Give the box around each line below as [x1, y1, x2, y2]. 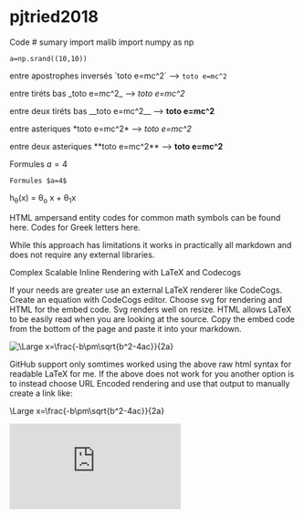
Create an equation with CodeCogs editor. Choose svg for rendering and [9, 294, 283, 305]
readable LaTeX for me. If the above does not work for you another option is [9, 368, 295, 379]
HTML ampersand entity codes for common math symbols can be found [9, 212, 281, 223]
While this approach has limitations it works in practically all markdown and [9, 239, 292, 250]
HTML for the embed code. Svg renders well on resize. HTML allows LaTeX [9, 304, 292, 315]
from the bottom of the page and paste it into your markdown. [9, 323, 242, 334]
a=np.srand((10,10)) [9, 54, 89, 63]
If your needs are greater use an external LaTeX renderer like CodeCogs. [9, 285, 283, 295]
